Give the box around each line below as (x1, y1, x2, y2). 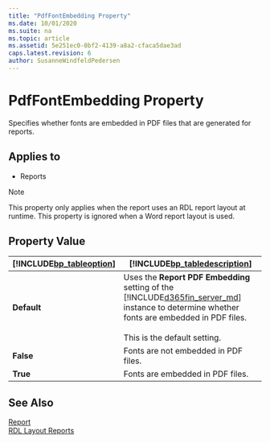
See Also (8, 395, 54, 409)
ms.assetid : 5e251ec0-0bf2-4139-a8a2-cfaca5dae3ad (8, 42, 182, 50)
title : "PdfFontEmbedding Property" (8, 11, 131, 20)
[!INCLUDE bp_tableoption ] (12, 259, 117, 270)
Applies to (8, 150, 61, 164)
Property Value (8, 234, 86, 248)
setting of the (123, 282, 174, 293)
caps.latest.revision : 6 (8, 49, 92, 57)
